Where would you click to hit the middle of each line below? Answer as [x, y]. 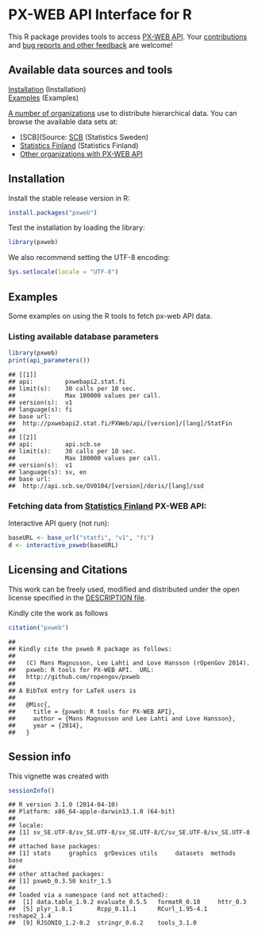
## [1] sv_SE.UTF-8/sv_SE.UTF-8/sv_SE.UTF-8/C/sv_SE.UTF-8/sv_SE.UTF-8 [129, 832]
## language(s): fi [40, 410]
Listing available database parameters [83, 336]
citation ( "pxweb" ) [39, 627]
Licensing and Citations [68, 570]
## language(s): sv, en [48, 472]
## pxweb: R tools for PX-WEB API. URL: [81, 669]
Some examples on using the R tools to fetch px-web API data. [110, 316]
